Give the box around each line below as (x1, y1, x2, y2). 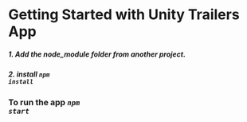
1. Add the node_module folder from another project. (8, 49, 186, 59)
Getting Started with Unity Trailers (8, 6, 241, 24)
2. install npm (8, 69, 50, 79)
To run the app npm (8, 96, 80, 108)
